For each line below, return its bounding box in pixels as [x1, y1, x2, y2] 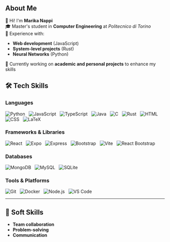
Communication [12, 232, 48, 238]
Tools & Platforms [5, 177, 50, 184]
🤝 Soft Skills [5, 208, 44, 217]
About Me [5, 4, 37, 13]
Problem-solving [12, 227, 49, 233]
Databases [5, 153, 32, 160]
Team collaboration [12, 221, 55, 227]
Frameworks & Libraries [5, 129, 65, 136]
